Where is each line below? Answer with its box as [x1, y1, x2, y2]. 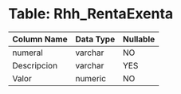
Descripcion [12, 60, 58, 71]
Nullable [122, 33, 155, 45]
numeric [75, 72, 106, 84]
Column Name [12, 33, 68, 45]
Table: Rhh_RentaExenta [8, 5, 174, 23]
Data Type [75, 33, 116, 45]
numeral [12, 47, 44, 58]
